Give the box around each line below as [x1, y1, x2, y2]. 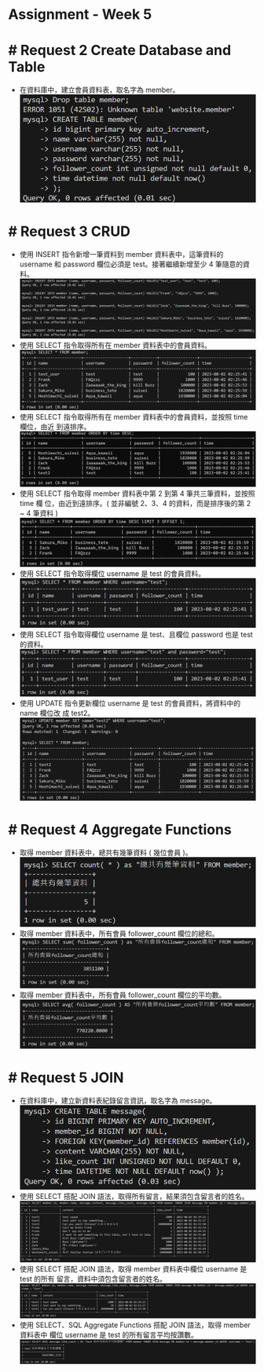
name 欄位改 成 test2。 [19, 709, 95, 718]
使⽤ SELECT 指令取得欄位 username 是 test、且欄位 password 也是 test [19, 629, 253, 639]
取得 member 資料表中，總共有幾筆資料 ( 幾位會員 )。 [19, 847, 192, 857]
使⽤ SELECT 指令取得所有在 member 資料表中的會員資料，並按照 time [19, 412, 248, 421]
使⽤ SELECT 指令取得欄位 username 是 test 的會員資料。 [19, 569, 206, 578]
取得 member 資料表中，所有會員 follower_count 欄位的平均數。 [19, 990, 226, 1000]
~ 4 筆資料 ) [19, 508, 59, 518]
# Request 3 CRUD [8, 222, 131, 240]
